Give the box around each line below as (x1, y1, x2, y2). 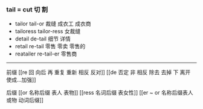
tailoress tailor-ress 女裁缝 (14, 28, 81, 35)
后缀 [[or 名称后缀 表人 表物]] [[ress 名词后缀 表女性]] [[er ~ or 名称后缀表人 (6, 89, 193, 96)
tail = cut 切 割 (6, 5, 48, 13)
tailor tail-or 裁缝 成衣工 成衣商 (14, 20, 91, 28)
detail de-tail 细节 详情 (14, 35, 71, 43)
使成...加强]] (6, 76, 36, 84)
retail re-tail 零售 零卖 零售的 (14, 43, 86, 50)
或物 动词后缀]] (6, 96, 44, 104)
